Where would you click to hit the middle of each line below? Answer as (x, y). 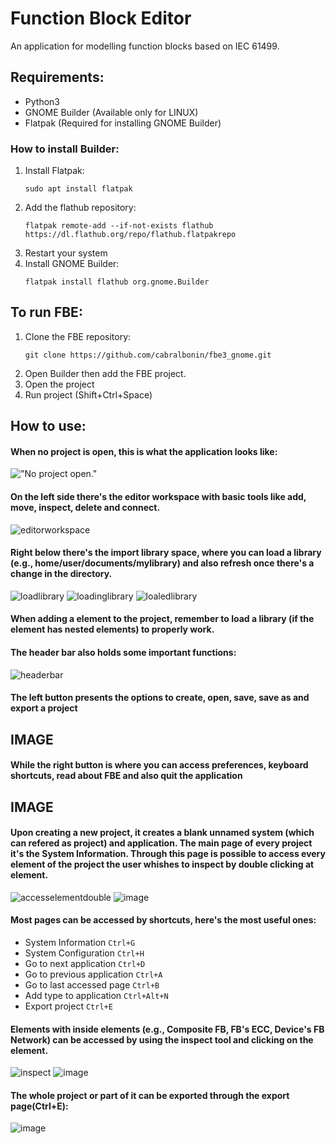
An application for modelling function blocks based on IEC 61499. (145, 46)
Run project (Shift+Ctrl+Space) (88, 394)
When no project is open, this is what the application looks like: (144, 451)
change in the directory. (61, 574)
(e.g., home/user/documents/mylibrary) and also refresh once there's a (162, 563)
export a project (44, 708)
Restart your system (66, 253)
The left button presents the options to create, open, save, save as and (160, 698)
